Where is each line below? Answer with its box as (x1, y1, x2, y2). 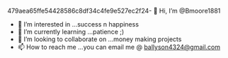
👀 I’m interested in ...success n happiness (17, 20, 139, 28)
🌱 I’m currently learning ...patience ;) (17, 28, 125, 36)
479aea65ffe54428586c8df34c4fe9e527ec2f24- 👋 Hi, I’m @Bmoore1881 (7, 7, 221, 15)
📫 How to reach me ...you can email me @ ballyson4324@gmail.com (17, 43, 221, 51)
